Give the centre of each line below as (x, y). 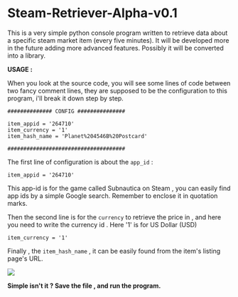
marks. (17, 203)
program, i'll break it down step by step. (66, 98)
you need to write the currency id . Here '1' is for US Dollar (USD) (102, 224)
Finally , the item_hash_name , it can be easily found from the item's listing (114, 251)
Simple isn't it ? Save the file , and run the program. (84, 286)
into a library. (27, 56)
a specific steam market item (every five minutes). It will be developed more (118, 40)
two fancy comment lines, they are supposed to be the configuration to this (117, 90)
